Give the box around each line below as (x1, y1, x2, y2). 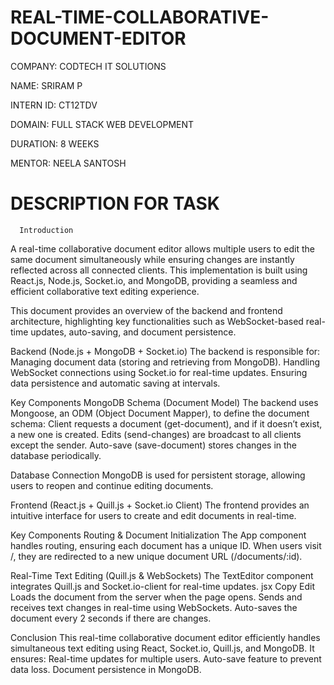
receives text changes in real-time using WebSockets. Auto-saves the (10, 601, 298, 613)
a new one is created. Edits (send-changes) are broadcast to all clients (10, 428, 302, 440)
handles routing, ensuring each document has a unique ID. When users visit (10, 539, 322, 551)
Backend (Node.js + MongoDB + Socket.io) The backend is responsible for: (10, 345, 321, 357)
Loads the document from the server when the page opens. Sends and (10, 591, 303, 603)
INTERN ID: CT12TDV (10, 99, 98, 111)
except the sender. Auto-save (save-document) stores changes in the (10, 439, 298, 451)
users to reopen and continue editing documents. (10, 479, 214, 491)
